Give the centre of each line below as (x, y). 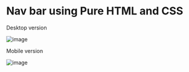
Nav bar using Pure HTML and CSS (95, 11)
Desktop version (27, 28)
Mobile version (25, 51)
